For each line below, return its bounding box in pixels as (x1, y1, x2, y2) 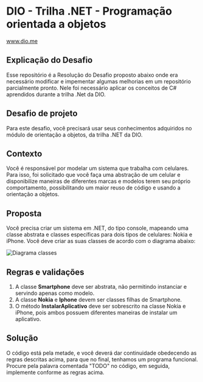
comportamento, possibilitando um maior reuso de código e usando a (6, 184, 181, 191)
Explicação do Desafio (6, 55, 93, 65)
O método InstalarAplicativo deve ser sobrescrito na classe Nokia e (15, 303, 187, 309)
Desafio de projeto (6, 108, 78, 119)
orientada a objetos (6, 17, 106, 31)
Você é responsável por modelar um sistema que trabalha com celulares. (6, 164, 189, 172)
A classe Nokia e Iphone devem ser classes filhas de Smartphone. (15, 296, 182, 303)
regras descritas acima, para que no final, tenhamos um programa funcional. (6, 355, 198, 363)
